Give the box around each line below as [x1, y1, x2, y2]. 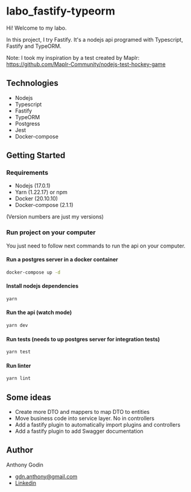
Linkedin [14, 479, 37, 487]
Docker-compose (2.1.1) [14, 202, 74, 209]
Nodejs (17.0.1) [14, 182, 51, 189]
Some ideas [6, 392, 51, 402]
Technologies [6, 78, 59, 88]
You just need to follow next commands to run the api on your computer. [6, 242, 186, 249]
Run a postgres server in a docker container [6, 256, 119, 263]
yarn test [6, 349, 31, 355]
